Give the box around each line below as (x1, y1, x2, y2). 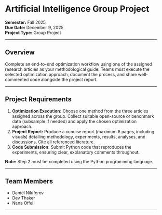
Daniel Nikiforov (12, 190, 44, 196)
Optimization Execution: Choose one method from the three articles (12, 108, 148, 114)
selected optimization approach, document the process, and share (5, 71, 137, 77)
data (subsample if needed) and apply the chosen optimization (12, 118, 137, 124)
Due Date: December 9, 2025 (5, 24, 64, 30)
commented (5, 77, 29, 82)
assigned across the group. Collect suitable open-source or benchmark (12, 113, 154, 119)
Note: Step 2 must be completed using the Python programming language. (5, 158, 153, 164)
